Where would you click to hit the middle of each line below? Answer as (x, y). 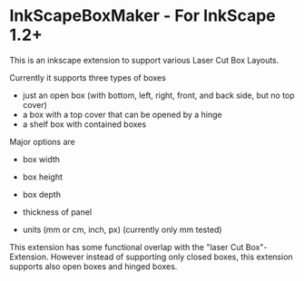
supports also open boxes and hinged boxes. (93, 266)
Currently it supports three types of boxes (88, 77)
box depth (42, 194)
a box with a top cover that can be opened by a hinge (122, 114)
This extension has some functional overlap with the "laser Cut (127, 247)
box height (43, 177)
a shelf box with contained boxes (84, 124)
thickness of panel (57, 212)
